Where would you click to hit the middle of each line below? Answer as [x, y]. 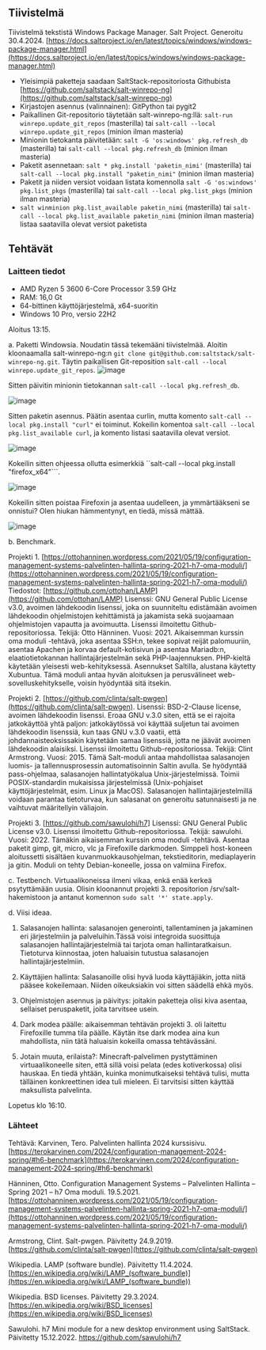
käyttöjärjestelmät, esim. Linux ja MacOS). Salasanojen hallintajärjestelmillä [131, 791]
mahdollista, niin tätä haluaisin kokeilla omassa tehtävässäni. [118, 1041]
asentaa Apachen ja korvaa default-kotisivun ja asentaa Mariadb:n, [117, 649]
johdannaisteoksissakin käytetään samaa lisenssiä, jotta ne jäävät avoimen [129, 740]
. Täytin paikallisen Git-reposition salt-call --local [142, 361]
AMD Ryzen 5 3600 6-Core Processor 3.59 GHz [98, 289]
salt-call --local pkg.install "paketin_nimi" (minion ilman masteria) [137, 173]
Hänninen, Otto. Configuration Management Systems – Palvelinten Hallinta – [132, 1183]
